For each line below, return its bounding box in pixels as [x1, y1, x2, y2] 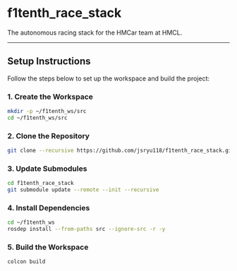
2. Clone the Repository [7, 131, 90, 140]
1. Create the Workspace [7, 92, 94, 102]
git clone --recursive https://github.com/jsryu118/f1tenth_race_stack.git [7, 147, 235, 155]
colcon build [7, 258, 46, 265]
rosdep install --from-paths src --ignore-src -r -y [7, 226, 166, 233]
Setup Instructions [7, 55, 91, 68]
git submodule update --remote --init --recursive [7, 186, 159, 193]
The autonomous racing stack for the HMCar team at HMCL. [7, 28, 183, 37]
